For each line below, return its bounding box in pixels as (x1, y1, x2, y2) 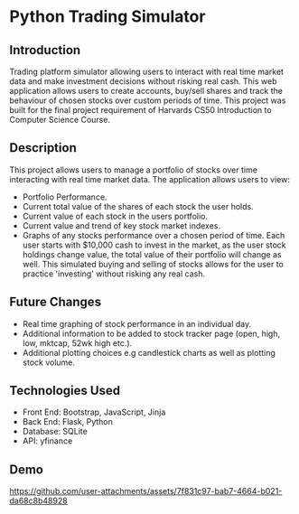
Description (9, 140, 77, 155)
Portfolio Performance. (22, 192, 107, 202)
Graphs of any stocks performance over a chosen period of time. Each (22, 229, 285, 240)
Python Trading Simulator (9, 6, 206, 27)
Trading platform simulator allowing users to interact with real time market (9, 66, 285, 77)
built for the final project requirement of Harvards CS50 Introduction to (9, 105, 273, 115)
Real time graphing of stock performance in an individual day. (22, 318, 252, 329)
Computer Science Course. (9, 115, 111, 125)
